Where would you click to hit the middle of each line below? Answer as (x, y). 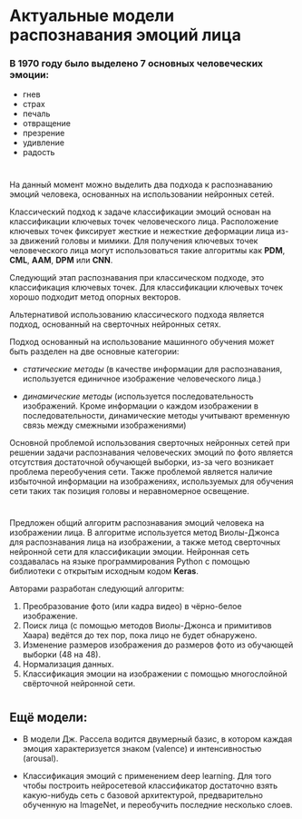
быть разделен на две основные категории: (94, 351)
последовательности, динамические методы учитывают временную (156, 415)
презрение (44, 133)
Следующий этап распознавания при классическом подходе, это (137, 277)
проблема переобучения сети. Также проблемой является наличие (141, 471)
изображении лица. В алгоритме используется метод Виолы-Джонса (144, 532)
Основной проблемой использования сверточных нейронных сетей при (150, 442)
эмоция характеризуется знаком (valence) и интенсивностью (142, 749)
